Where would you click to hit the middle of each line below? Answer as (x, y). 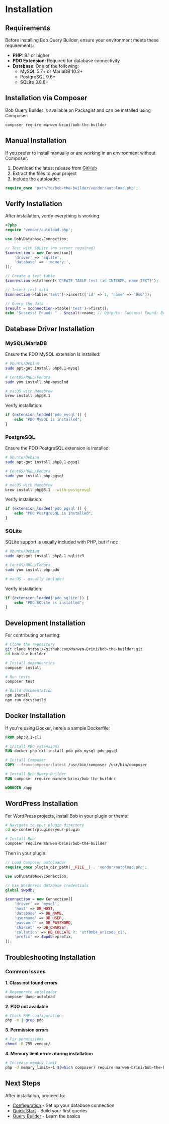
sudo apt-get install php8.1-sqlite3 (45, 556)
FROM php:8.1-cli (23, 737)
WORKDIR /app (19, 788)
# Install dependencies (30, 663)
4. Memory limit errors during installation (49, 1054)
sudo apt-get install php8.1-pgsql (43, 462)
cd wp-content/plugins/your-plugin (43, 830)
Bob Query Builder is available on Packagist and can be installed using (78, 110)
